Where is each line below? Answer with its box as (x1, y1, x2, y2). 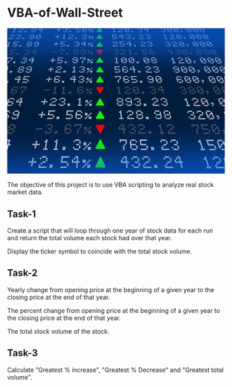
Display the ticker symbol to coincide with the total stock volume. (7, 247, 192, 255)
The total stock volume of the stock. (7, 327, 110, 335)
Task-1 (7, 208, 37, 219)
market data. (7, 188, 43, 197)
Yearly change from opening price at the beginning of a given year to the (7, 285, 215, 294)
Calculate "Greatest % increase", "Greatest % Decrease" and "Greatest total (7, 366, 224, 374)
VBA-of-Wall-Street (7, 5, 123, 21)
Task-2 (7, 267, 38, 279)
